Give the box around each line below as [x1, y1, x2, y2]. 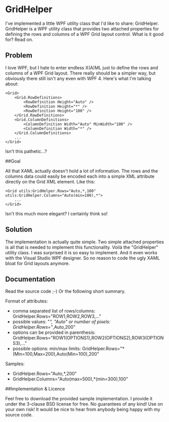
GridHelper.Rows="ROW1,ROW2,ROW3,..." [12, 313, 101, 320]
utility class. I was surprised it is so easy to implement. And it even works [5, 249, 158, 255]
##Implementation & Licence [5, 386, 65, 392]
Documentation [5, 275, 56, 283]
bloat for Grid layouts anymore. [5, 260, 70, 266]
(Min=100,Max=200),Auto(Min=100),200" [12, 351, 100, 357]
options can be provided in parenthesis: [12, 329, 96, 335]
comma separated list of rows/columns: [12, 308, 96, 314]
